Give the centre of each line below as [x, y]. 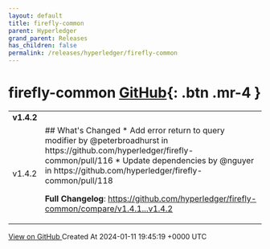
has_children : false [43, 46]
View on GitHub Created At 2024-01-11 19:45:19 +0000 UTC [108, 236]
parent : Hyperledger [43, 31]
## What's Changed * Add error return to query [135, 130]
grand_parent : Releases [48, 38]
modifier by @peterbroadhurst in [106, 140]
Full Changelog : [75, 198]
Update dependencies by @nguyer [188, 160]
